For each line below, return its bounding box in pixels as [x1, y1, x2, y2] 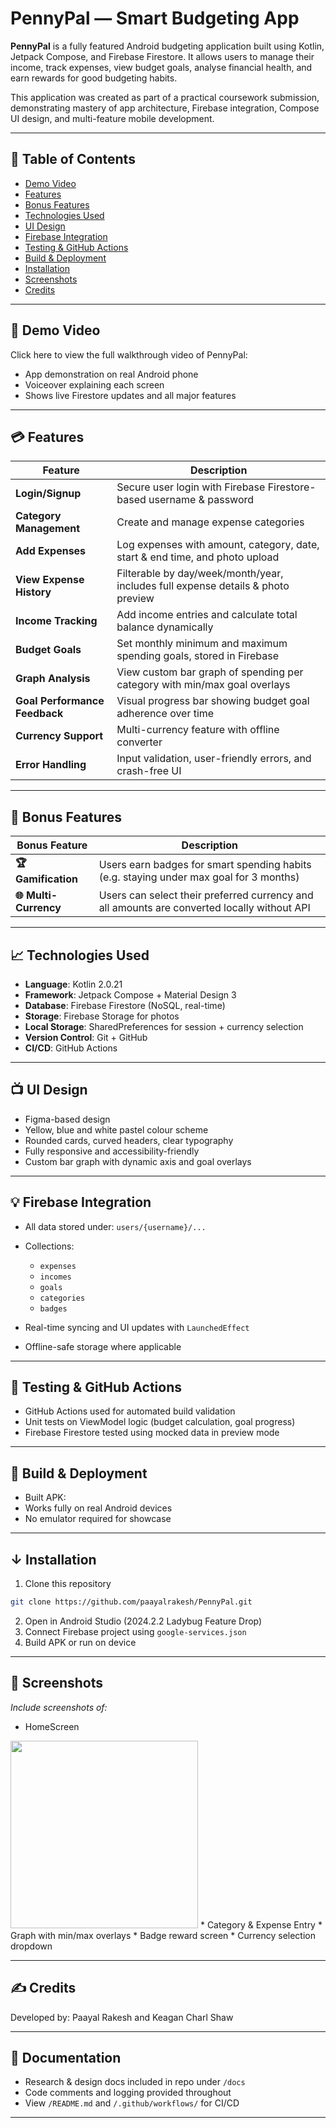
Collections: [24, 1240, 75, 1252]
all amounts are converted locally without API [98, 901, 311, 915]
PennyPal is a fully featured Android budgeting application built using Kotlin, [10, 40, 325, 52]
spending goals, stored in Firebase [116, 649, 280, 663]
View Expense [15, 573, 85, 587]
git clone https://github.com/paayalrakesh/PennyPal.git [10, 1597, 253, 1607]
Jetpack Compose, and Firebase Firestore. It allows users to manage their [10, 50, 315, 62]
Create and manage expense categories [116, 515, 305, 529]
